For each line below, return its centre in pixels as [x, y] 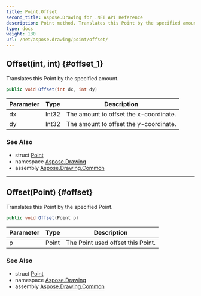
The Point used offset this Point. [110, 243]
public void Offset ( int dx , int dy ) [52, 89]
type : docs [20, 29]
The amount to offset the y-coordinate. [121, 124]
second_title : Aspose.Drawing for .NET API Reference [75, 17]
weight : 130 [21, 34]
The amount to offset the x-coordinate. [121, 114]
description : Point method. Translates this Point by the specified [93, 23]
